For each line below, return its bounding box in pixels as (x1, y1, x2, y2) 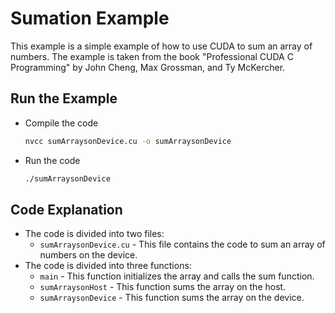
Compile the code (24, 117, 99, 129)
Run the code (24, 154, 81, 166)
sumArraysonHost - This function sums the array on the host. (39, 281, 287, 293)
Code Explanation (10, 201, 123, 218)
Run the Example (10, 90, 118, 107)
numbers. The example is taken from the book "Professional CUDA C (10, 50, 294, 62)
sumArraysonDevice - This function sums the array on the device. (39, 292, 305, 304)
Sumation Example (10, 7, 170, 30)
